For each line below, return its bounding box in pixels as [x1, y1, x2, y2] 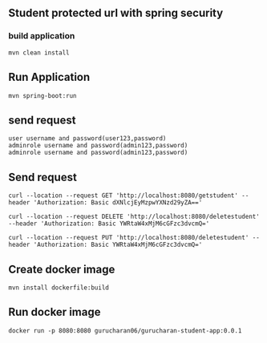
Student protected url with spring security [8, 6, 224, 20]
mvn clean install [8, 48, 70, 57]
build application [8, 30, 75, 42]
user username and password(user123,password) [8, 135, 167, 143]
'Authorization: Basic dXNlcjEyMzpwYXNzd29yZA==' [33, 199, 203, 207]
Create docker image [8, 262, 115, 276]
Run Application [8, 71, 91, 84]
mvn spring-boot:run [8, 91, 78, 99]
